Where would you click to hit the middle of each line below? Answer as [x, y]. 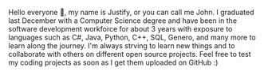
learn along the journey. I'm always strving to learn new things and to [122, 46]
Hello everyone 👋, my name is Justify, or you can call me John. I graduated [131, 12]
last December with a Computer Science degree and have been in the [123, 21]
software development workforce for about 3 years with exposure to [120, 29]
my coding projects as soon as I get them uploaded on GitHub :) [113, 62]
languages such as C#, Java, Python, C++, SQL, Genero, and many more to [132, 37]
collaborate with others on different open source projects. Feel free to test [130, 54]
